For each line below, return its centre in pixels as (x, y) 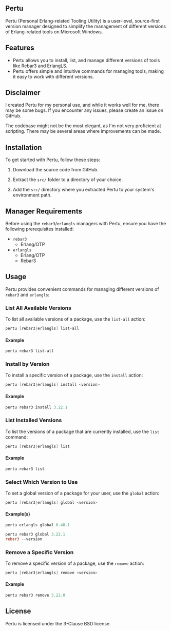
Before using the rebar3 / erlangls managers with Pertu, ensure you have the (86, 224)
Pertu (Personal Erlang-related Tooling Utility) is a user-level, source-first (83, 21)
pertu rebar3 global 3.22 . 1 (35, 534)
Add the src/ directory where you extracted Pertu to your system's (83, 190)
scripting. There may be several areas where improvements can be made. (83, 131)
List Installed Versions (34, 420)
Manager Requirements (44, 211)
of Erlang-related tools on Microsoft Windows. (54, 32)
